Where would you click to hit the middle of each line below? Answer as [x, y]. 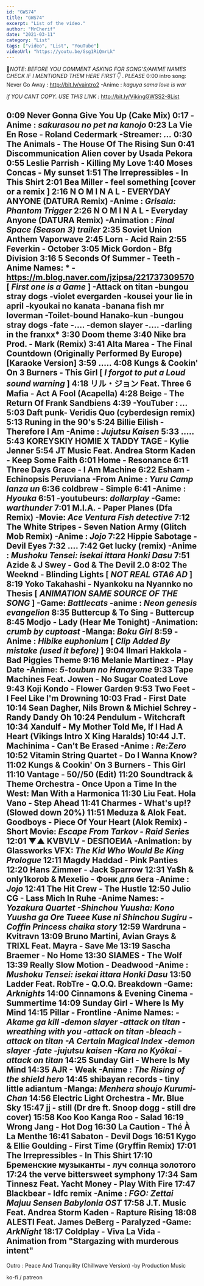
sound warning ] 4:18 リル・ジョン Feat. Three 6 [99, 384]
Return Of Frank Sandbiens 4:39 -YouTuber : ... [97, 403]
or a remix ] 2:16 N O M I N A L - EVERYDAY [89, 192]
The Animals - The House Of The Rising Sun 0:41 [100, 144]
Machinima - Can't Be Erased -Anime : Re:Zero [97, 746]
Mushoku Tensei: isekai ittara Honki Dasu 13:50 [99, 975]
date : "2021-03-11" [31, 35]
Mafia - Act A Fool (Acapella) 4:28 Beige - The [95, 394]
